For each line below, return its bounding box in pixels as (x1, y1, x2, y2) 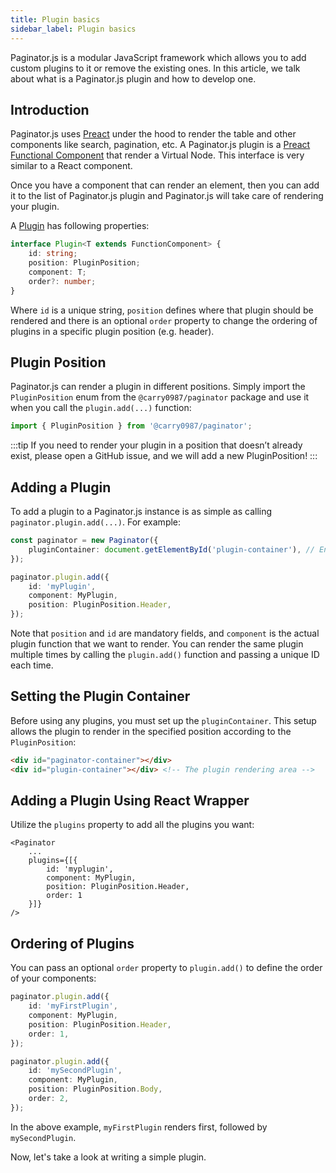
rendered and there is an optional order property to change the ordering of (10, 314, 318, 326)
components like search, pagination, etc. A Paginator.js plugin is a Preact (10, 139, 311, 151)
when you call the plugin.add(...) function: (10, 402, 192, 414)
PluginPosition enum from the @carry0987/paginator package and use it (10, 391, 310, 403)
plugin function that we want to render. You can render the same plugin (10, 638, 304, 650)
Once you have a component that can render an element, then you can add (10, 179, 320, 191)
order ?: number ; (28, 276, 97, 286)
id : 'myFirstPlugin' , (28, 1001, 118, 1011)
